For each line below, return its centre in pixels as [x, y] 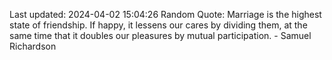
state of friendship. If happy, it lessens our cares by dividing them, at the [158, 25]
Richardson [33, 46]
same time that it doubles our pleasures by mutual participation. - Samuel [160, 35]
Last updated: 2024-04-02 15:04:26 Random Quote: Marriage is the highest [165, 14]
